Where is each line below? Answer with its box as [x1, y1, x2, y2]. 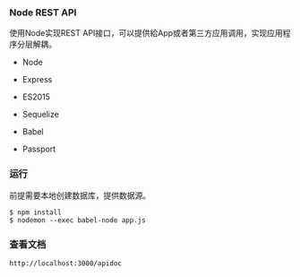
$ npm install [9, 208, 63, 217]
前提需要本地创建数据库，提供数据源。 [9, 190, 150, 201]
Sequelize [21, 109, 60, 120]
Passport [21, 143, 56, 154]
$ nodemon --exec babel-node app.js [9, 215, 146, 225]
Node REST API [9, 6, 77, 19]
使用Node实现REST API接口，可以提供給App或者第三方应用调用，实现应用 [9, 28, 284, 39]
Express [21, 74, 53, 85]
